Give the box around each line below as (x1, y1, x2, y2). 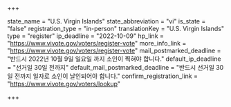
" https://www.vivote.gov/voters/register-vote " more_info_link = (7, 39, 187, 47)
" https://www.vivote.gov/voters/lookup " (7, 80, 121, 88)
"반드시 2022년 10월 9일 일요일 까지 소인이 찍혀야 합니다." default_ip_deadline (7, 55, 221, 63)
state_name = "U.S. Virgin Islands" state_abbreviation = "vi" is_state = (7, 17, 206, 25)
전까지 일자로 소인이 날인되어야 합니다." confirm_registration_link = (14, 72, 198, 80)
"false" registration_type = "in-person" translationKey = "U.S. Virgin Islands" (7, 25, 225, 32)
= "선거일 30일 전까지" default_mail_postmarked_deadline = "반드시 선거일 (7, 64, 214, 71)
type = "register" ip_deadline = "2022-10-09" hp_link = (7, 32, 165, 40)
